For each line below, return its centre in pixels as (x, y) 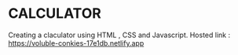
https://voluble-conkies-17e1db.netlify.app (76, 43)
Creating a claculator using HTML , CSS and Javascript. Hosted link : (119, 35)
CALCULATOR (55, 14)
